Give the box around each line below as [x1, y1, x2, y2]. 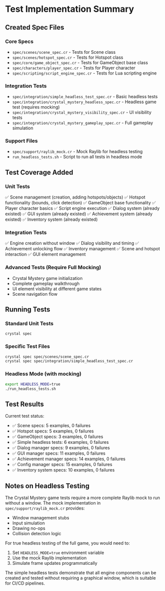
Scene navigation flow [12, 291, 58, 297]
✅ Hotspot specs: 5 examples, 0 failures [12, 428, 94, 434]
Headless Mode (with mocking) [5, 370, 82, 377]
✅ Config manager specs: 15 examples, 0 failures [12, 462, 112, 468]
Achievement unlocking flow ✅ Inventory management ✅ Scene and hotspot [5, 246, 160, 252]
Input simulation [12, 520, 45, 526]
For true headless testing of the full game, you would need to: [5, 540, 131, 546]
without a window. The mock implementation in [5, 500, 101, 506]
